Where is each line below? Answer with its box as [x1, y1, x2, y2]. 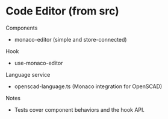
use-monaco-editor [14, 59, 63, 66]
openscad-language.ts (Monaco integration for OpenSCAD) [14, 83, 163, 90]
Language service [5, 71, 51, 78]
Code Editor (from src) [5, 4, 120, 18]
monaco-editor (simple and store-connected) [14, 36, 127, 43]
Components [5, 24, 38, 31]
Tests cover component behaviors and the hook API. [14, 106, 145, 113]
